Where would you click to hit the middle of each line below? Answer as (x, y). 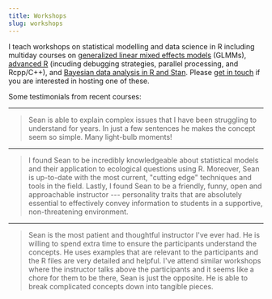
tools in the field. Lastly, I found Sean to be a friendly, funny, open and (145, 186)
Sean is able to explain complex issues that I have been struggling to (142, 120)
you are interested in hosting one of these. (79, 81)
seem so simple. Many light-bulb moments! (100, 137)
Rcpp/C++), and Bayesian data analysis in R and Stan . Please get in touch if (134, 72)
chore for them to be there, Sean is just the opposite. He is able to (138, 278)
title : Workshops (38, 16)
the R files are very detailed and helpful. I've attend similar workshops (144, 260)
